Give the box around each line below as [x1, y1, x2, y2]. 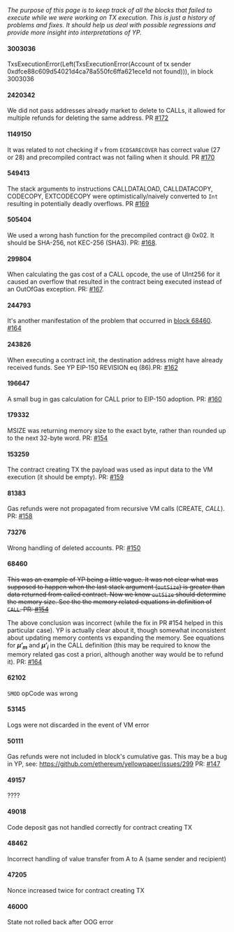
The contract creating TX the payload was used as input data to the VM [7, 465, 213, 474]
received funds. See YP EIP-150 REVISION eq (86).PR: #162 [7, 363, 178, 371]
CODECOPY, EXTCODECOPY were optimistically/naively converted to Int [7, 192, 219, 200]
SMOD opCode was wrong [7, 689, 78, 697]
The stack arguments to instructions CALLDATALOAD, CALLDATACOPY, [7, 184, 213, 193]
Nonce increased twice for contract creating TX [7, 886, 145, 895]
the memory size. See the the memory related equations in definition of [7, 597, 212, 605]
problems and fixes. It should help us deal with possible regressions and [7, 21, 216, 29]
